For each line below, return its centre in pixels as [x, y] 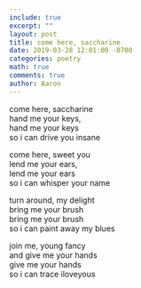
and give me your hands [53, 255]
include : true [35, 17]
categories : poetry [45, 59]
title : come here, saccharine [65, 42]
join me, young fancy [47, 245]
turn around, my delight [52, 200]
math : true [29, 68]
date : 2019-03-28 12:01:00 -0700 [71, 51]
